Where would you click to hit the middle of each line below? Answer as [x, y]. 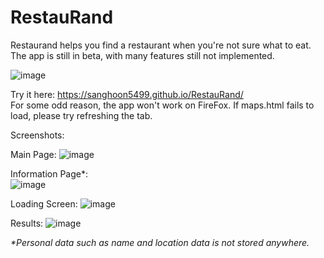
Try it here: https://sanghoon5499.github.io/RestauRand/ [127, 94]
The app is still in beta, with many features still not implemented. [142, 55]
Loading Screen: [44, 203]
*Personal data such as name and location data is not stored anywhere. [160, 242]
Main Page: [33, 154]
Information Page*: [49, 173]
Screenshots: [37, 135]
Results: [27, 223]
